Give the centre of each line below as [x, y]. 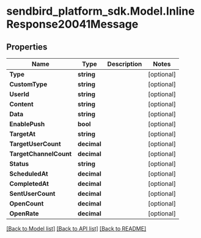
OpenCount [27, 203]
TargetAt [22, 134]
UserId [19, 94]
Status [19, 164]
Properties [27, 47]
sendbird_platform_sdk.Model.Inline [100, 11]
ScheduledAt [29, 174]
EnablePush [27, 124]
